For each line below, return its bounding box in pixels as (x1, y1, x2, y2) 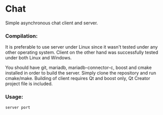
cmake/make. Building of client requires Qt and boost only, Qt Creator (5, 75, 150, 82)
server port (5, 105, 30, 110)
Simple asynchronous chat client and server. (5, 20, 98, 26)
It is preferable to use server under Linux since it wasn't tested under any (5, 44, 158, 50)
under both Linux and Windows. (5, 55, 72, 61)
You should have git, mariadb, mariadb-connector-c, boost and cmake (5, 64, 152, 71)
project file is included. (5, 81, 53, 87)
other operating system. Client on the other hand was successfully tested (5, 49, 158, 56)
